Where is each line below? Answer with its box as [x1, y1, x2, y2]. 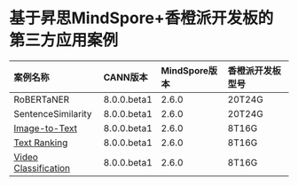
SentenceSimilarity [13, 107, 92, 120]
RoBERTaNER [13, 93, 70, 105]
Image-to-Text [13, 121, 78, 134]
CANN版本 [103, 71, 148, 83]
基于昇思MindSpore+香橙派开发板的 [9, 8, 274, 28]
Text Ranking [13, 136, 68, 149]
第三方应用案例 [9, 30, 119, 50]
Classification [13, 161, 71, 174]
